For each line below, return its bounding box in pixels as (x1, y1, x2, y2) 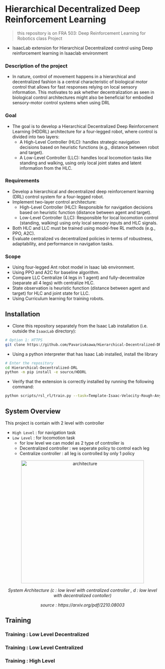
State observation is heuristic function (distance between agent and (12, 285, 150, 291)
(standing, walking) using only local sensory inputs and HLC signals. (19, 220, 158, 226)
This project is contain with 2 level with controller (5, 420, 105, 426)
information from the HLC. (19, 165, 73, 171)
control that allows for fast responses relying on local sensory (12, 84, 137, 90)
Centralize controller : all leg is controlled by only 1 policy (19, 451, 135, 456)
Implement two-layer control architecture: (12, 199, 97, 205)
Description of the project (5, 62, 68, 69)
